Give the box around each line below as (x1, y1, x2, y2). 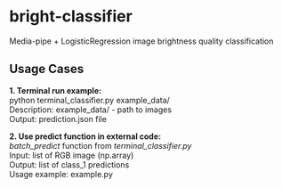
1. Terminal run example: (9, 85, 102, 95)
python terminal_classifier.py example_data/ (9, 94, 171, 105)
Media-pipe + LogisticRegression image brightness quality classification (9, 36, 274, 46)
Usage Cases (9, 61, 85, 77)
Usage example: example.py (9, 168, 114, 179)
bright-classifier (9, 6, 133, 27)
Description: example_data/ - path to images (9, 104, 172, 115)
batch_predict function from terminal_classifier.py (9, 140, 192, 151)
